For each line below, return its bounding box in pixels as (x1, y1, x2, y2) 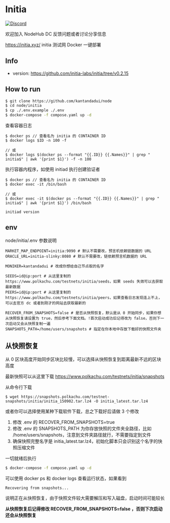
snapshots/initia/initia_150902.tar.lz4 (5, 398, 92, 404)
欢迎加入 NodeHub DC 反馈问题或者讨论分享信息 (5, 30, 107, 37)
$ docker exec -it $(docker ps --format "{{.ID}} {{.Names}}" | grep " (5, 196, 159, 201)
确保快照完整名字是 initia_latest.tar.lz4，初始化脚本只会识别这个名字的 (12, 438, 158, 444)
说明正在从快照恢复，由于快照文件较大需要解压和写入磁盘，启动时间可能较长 (5, 495, 165, 501)
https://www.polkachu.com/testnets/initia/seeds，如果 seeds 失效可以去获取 (5, 279, 163, 284)
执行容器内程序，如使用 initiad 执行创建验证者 (5, 166, 100, 172)
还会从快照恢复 (5, 512, 36, 518)
